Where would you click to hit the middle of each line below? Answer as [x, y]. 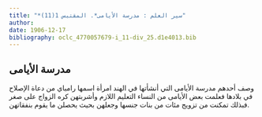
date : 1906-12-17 [37, 30]
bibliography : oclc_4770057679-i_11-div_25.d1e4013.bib [103, 37]
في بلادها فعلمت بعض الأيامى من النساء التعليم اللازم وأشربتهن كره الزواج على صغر [131, 97]
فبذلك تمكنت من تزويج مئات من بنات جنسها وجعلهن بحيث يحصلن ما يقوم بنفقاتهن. [129, 105]
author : [22, 23]
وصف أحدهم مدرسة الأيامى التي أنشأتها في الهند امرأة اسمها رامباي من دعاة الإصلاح [132, 88]
